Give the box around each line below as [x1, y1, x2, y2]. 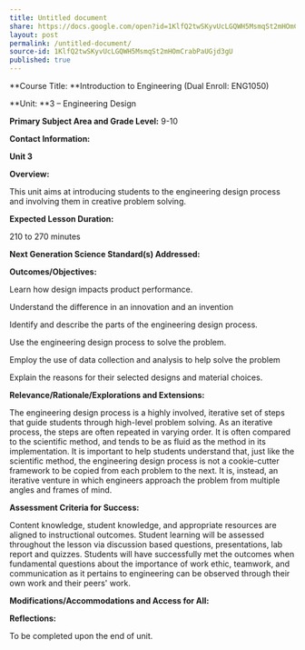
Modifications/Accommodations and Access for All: [9, 595, 210, 605]
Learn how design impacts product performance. [9, 284, 193, 295]
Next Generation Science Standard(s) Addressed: [9, 249, 201, 259]
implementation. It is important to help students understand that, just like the [9, 446, 295, 456]
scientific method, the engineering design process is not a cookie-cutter [9, 455, 280, 466]
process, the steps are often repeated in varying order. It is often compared [9, 426, 291, 437]
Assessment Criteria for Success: [9, 502, 140, 513]
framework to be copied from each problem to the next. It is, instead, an [9, 465, 279, 475]
